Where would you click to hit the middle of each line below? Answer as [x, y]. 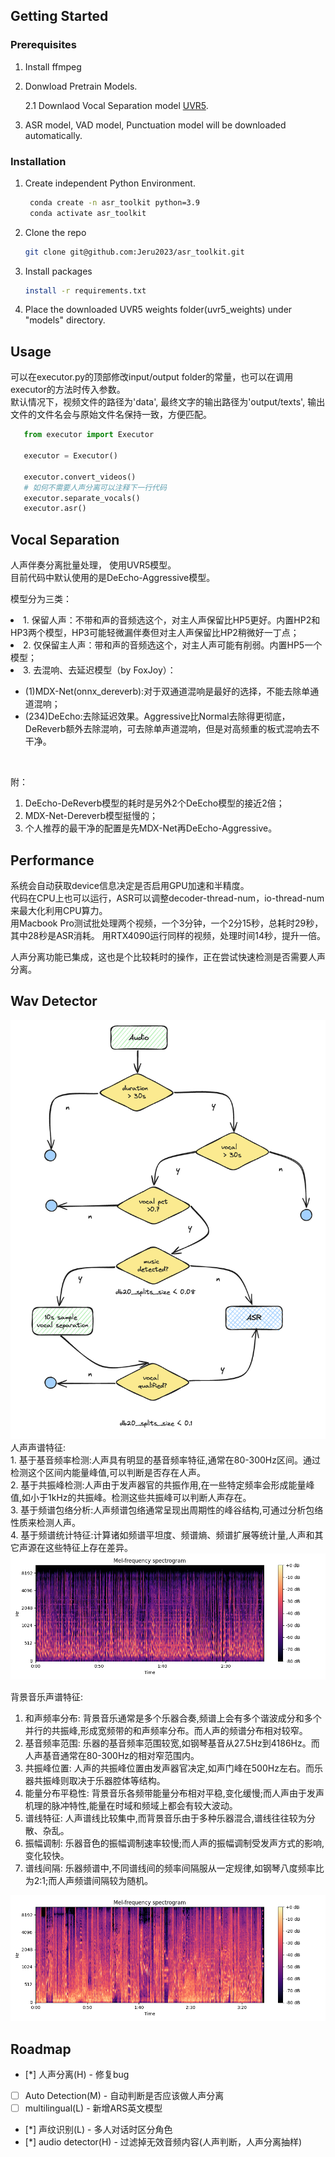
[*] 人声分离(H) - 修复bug [77, 2074]
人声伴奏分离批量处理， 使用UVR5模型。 [93, 565]
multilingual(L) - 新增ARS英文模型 [93, 2108]
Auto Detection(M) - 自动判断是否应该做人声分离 [124, 2095]
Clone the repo [55, 232]
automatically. [53, 135]
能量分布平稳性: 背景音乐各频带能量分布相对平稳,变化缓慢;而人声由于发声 [174, 1793]
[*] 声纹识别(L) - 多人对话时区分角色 [98, 2130]
